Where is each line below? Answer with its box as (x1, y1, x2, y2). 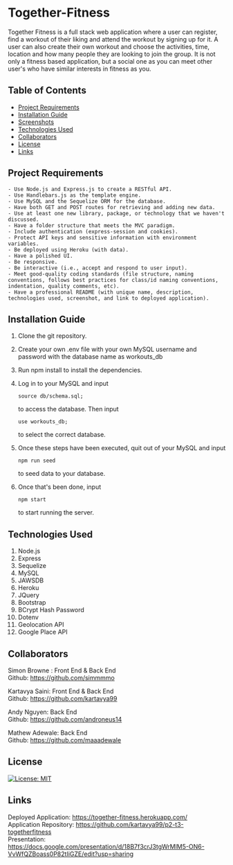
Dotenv (17, 613, 39, 621)
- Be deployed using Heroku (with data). (8, 246, 129, 253)
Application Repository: (8, 820, 75, 828)
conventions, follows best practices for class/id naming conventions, (8, 276, 218, 283)
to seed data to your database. (17, 470, 106, 478)
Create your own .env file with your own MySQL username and (17, 345, 197, 354)
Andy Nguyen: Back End (8, 708, 77, 716)
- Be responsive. (8, 258, 58, 265)
